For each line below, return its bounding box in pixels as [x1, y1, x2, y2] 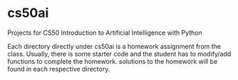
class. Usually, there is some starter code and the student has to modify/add [7, 50, 232, 58]
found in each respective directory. [7, 64, 110, 73]
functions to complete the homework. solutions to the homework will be [7, 57, 218, 65]
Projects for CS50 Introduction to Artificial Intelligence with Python [7, 28, 202, 37]
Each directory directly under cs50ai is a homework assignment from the [7, 42, 222, 50]
